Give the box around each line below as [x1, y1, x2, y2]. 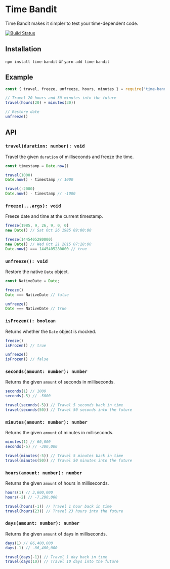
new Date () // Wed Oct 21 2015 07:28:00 [5, 242, 92, 247]
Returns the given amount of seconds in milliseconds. [5, 379, 115, 385]
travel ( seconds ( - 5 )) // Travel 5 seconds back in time [5, 403, 123, 408]
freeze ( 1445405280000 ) [5, 237, 53, 242]
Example [5, 73, 33, 82]
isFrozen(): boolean [5, 318, 56, 324]
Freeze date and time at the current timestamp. [5, 213, 103, 219]
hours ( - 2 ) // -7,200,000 [5, 495, 58, 500]
